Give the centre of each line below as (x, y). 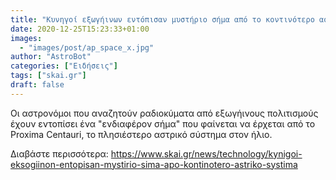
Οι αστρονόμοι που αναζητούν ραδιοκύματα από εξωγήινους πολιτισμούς (164, 113)
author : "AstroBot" (51, 57)
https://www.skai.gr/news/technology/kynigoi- (206, 153)
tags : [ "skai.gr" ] (48, 76)
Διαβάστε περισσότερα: (59, 153)
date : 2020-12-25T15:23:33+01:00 (80, 29)
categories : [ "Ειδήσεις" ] (64, 66)
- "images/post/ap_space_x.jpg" (87, 47)
